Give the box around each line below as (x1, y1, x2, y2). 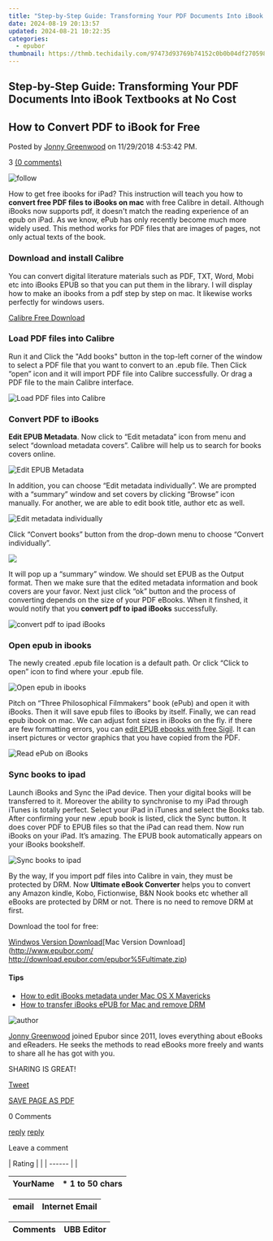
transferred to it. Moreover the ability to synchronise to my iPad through (8, 796, 249, 806)
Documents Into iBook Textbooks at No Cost (8, 93, 237, 107)
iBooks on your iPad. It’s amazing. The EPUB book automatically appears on (8, 830, 262, 840)
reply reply (8, 1127, 45, 1137)
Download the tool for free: (8, 921, 99, 931)
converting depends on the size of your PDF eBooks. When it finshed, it (8, 595, 249, 605)
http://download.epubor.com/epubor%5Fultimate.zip (8, 954, 185, 964)
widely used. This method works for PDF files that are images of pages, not (8, 224, 261, 233)
